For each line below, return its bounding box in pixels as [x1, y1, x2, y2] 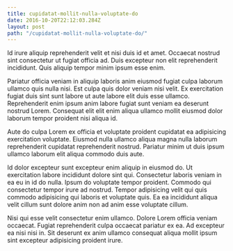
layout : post [7, 23, 45, 30]
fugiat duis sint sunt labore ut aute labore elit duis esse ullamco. [7, 92, 190, 100]
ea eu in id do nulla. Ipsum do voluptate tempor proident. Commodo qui [7, 178, 212, 187]
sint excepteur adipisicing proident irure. [7, 236, 123, 245]
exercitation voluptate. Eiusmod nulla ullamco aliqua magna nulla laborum [7, 135, 218, 144]
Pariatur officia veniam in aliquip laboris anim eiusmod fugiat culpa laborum [7, 77, 223, 86]
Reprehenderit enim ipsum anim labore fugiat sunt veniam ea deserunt [7, 99, 209, 108]
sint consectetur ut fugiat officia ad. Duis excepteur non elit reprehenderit [7, 56, 218, 65]
